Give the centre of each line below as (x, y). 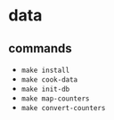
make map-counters (55, 99)
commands (40, 48)
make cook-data (49, 80)
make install (45, 70)
